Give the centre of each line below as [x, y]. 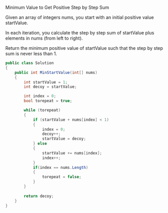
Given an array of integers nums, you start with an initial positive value [80, 17]
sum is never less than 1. [31, 54]
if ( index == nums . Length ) [60, 167]
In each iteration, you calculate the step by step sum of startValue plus [80, 33]
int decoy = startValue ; [50, 87]
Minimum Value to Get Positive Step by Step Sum [57, 7]
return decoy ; [39, 196]
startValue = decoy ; [64, 139]
